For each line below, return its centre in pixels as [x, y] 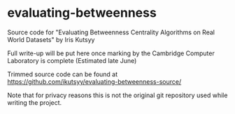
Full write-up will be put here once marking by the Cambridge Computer [111, 53]
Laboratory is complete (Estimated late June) [72, 60]
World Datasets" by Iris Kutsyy [51, 39]
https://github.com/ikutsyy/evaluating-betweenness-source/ [94, 81]
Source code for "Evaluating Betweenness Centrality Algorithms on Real [111, 32]
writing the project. [35, 102]
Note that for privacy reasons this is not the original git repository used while [117, 95]
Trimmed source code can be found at [63, 74]
